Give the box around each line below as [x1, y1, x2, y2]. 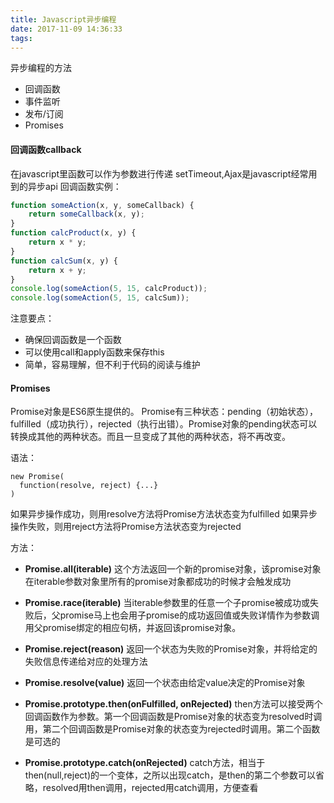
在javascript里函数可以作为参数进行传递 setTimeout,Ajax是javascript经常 [10, 167, 309, 180]
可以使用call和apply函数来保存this [24, 346, 165, 358]
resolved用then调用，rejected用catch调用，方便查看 [42, 782, 259, 794]
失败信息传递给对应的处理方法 [24, 656, 148, 668]
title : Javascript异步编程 [10, 14, 117, 25]
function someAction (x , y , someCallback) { [10, 200, 195, 210]
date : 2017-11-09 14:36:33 [10, 24, 123, 34]
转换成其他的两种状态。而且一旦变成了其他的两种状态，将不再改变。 [10, 431, 291, 443]
